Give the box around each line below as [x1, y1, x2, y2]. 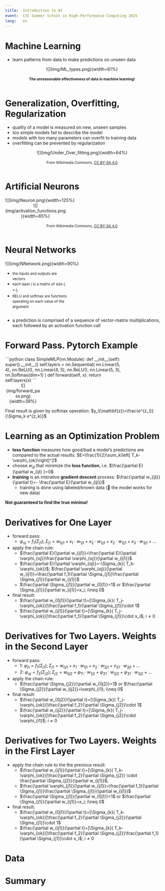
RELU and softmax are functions [12, 293, 67, 299]
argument [12, 304, 29, 309]
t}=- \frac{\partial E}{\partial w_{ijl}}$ [30, 479, 105, 485]
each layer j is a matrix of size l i [12, 282, 66, 287]
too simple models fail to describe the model [12, 130, 102, 136]
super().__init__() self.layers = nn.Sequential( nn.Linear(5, [5, 361, 121, 367]
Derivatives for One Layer [5, 517, 112, 528]
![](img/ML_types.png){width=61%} [46, 66, 118, 72]
